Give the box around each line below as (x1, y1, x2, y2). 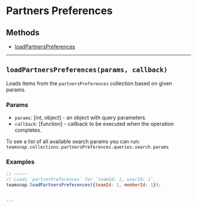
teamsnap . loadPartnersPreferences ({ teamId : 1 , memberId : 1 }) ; (6, 182, 161, 188)
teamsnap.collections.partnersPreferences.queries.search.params (6, 144, 169, 151)
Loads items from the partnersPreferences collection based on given (6, 79, 172, 86)
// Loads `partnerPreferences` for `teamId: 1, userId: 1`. (6, 176, 157, 183)
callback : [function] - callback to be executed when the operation (14, 121, 174, 128)
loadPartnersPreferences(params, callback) (6, 66, 168, 74)
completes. (14, 126, 42, 133)
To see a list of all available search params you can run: (6, 138, 140, 145)
